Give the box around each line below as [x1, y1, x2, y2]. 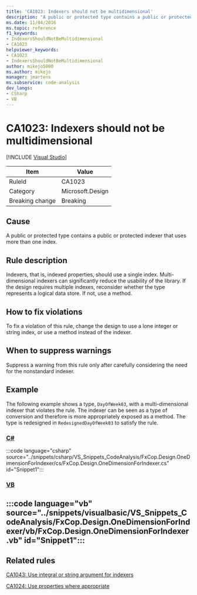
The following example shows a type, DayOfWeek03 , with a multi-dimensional [6, 400, 189, 407]
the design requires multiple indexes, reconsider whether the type [6, 284, 165, 291]
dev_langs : [6, 85, 33, 91]
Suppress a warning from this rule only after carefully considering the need [6, 361, 188, 368]
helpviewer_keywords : [6, 47, 59, 53]
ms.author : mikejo [6, 69, 51, 75]
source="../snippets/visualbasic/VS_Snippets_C [6, 508, 188, 518]
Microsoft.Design [61, 187, 109, 195]
